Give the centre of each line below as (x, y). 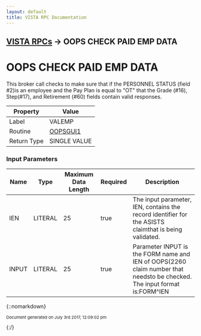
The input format (156, 284)
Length (79, 189)
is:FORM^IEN (151, 292)
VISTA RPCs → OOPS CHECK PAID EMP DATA (92, 42)
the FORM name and (161, 254)
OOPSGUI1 (65, 131)
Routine (20, 131)
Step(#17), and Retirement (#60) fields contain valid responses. (84, 96)
